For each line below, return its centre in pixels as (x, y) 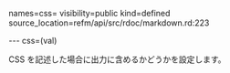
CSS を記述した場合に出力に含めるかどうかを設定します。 (117, 59)
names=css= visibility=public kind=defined (89, 13)
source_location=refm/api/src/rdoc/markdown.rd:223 (109, 23)
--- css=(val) (33, 41)
